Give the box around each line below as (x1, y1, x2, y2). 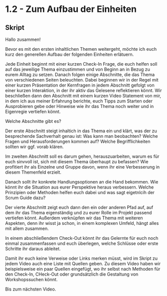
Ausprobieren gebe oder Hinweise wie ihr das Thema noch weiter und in (5, 103, 154, 109)
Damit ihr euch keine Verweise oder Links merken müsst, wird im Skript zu (5, 255, 158, 261)
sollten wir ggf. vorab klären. (5, 144, 64, 150)
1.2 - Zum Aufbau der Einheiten (5, 3, 137, 15)
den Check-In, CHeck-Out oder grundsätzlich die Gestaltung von (5, 271, 139, 277)
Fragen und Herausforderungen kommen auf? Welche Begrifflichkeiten (5, 138, 151, 144)
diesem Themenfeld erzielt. (5, 169, 61, 175)
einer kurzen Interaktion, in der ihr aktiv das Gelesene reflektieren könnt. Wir (5, 88, 162, 93)
